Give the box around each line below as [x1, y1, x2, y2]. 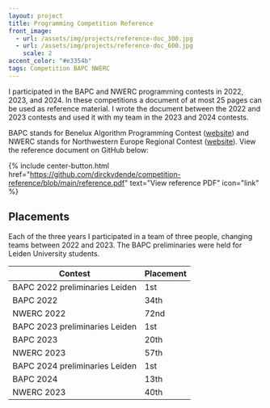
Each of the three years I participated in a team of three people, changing [8, 231, 253, 241]
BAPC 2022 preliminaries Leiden [12, 281, 137, 292]
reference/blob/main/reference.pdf [8, 178, 125, 187]
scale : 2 [23, 49, 53, 57]
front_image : [8, 27, 53, 35]
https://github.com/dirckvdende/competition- [29, 169, 181, 179]
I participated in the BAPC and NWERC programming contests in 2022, [8, 86, 244, 96]
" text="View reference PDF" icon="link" [124, 178, 259, 187]
